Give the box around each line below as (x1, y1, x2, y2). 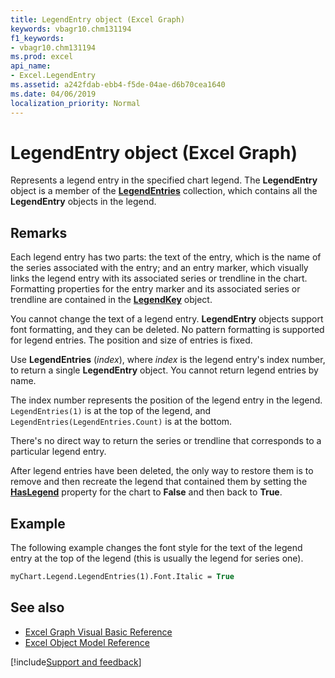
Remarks (10, 224, 68, 241)
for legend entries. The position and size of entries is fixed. (10, 334, 253, 346)
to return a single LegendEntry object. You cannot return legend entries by (10, 364, 319, 376)
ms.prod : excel (10, 52, 74, 62)
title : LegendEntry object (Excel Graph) (10, 14, 186, 25)
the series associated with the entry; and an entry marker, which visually (10, 262, 309, 274)
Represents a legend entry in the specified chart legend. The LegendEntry (10, 174, 318, 186)
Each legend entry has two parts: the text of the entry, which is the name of (10, 251, 322, 263)
